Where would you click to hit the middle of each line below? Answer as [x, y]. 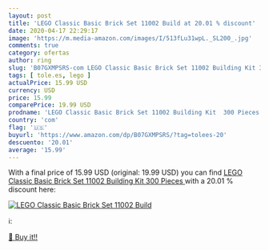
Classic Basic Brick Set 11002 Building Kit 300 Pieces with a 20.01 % [121, 181]
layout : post [30, 16]
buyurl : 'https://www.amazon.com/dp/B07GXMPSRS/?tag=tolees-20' [118, 135]
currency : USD [32, 90]
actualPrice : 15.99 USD [48, 83]
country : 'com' [34, 120]
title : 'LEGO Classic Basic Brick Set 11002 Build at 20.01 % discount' [132, 23]
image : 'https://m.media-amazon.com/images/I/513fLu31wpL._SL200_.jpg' [130, 38]
